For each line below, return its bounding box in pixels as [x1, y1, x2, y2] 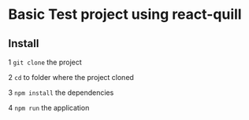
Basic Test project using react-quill [8, 5, 242, 24]
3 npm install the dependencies [8, 88, 114, 97]
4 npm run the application [8, 104, 90, 112]
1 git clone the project [8, 57, 83, 67]
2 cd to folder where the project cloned [8, 73, 134, 82]
